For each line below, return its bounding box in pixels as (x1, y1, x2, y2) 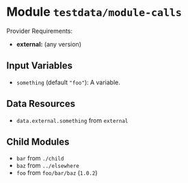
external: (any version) (16, 40, 81, 48)
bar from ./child (16, 154, 64, 162)
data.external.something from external (16, 116, 129, 124)
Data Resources (6, 98, 76, 110)
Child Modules (6, 136, 70, 147)
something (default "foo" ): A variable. (16, 78, 121, 86)
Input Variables (6, 60, 73, 72)
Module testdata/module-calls (6, 4, 183, 20)
